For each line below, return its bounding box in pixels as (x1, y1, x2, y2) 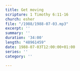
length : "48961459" (5, 40, 46, 45)
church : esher (5, 16, 35, 21)
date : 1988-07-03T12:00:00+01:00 (5, 44, 75, 49)
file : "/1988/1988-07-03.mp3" (5, 21, 69, 26)
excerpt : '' (5, 26, 30, 31)
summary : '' (5, 30, 30, 35)
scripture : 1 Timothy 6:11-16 (5, 12, 69, 17)
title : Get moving (5, 7, 44, 12)
